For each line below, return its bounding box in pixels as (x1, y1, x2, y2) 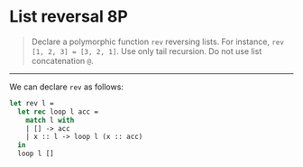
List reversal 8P (9, 6, 128, 27)
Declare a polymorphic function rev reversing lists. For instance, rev (31, 36, 284, 47)
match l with (25, 116, 75, 125)
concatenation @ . (31, 55, 94, 66)
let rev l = (9, 98, 54, 107)
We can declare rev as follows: (9, 81, 124, 92)
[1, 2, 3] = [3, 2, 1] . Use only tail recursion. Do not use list (31, 45, 262, 56)
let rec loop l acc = (17, 107, 99, 116)
